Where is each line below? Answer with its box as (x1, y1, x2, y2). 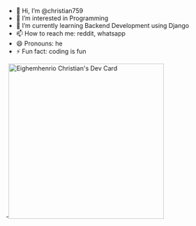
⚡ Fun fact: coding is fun (15, 47, 87, 55)
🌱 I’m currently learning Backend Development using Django (15, 22, 189, 29)
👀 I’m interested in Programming (15, 14, 109, 22)
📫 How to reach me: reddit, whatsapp (15, 29, 126, 38)
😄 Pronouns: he (15, 39, 63, 47)
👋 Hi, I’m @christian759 (15, 7, 84, 15)
